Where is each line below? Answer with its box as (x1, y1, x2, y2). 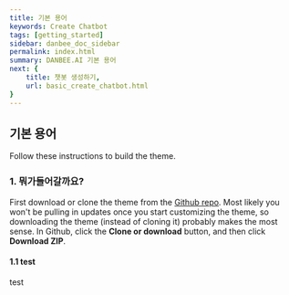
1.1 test (9, 257, 36, 268)
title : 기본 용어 (9, 13, 68, 23)
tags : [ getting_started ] (9, 30, 104, 39)
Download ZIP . (9, 235, 67, 247)
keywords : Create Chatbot (9, 22, 108, 31)
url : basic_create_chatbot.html (26, 81, 149, 90)
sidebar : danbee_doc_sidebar (9, 38, 120, 48)
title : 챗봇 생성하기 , (26, 73, 100, 82)
